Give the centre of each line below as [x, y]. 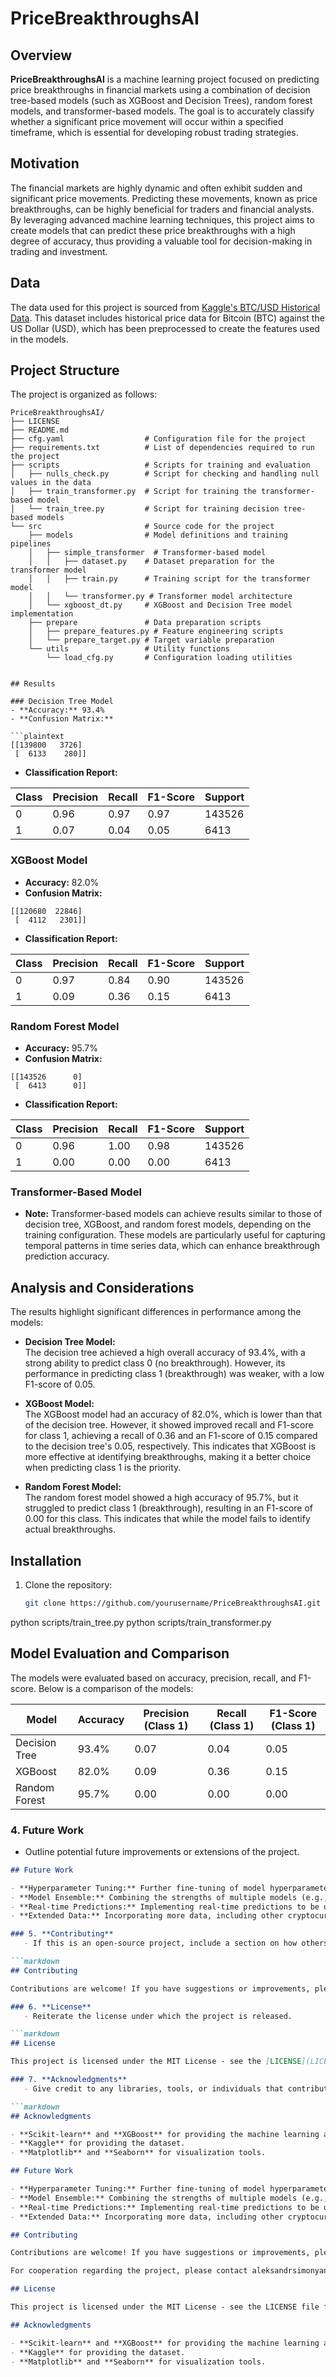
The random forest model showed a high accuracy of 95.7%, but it [161, 1498]
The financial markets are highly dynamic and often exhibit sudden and [156, 188]
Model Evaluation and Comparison [120, 1653]
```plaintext [37, 737]
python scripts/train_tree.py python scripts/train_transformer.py [141, 1622]
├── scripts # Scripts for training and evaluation [160, 465]
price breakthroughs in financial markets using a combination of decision [160, 90]
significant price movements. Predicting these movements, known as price [164, 198]
